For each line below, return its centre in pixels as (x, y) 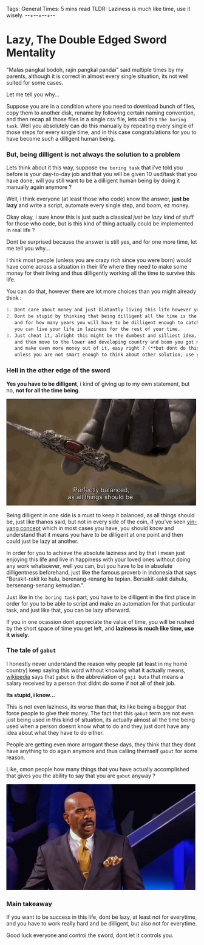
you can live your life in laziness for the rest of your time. (97, 329)
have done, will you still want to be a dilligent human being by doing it (93, 181)
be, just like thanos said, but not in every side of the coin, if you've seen (96, 522)
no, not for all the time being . (43, 390)
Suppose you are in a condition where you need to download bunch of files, (101, 106)
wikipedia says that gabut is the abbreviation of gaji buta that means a (95, 676)
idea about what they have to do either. (55, 732)
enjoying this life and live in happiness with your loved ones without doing (98, 559)
